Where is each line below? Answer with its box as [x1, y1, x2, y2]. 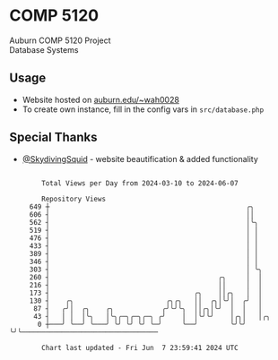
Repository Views [41, 194, 106, 203]
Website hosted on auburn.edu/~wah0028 [22, 94, 179, 105]
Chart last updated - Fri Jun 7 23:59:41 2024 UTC [41, 343, 239, 352]
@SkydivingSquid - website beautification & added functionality [22, 153, 258, 164]
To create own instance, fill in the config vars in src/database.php [22, 104, 265, 115]
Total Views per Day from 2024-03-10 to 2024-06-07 [41, 178, 239, 188]
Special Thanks [9, 130, 98, 145]
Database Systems [9, 44, 79, 55]
